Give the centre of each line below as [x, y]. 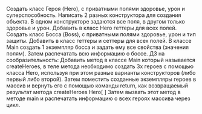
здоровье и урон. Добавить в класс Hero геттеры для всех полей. [92, 28]
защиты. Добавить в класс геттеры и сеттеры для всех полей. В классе [99, 41]
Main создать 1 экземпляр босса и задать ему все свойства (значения [98, 47]
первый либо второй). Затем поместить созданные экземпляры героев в [101, 79]
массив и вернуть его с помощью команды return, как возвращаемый [97, 86]
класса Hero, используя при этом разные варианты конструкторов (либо [101, 73]
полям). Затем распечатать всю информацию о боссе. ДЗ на [86, 53]
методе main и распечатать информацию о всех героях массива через [98, 98]
